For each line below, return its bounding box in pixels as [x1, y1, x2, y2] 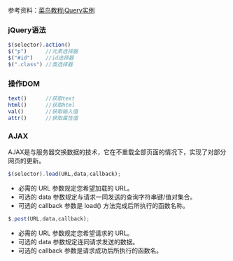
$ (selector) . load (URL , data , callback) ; [8, 170, 121, 177]
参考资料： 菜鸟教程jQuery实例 [8, 6, 95, 14]
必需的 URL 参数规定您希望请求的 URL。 [17, 229, 134, 237]
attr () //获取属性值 [8, 114, 78, 121]
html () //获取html [8, 101, 76, 108]
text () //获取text [8, 95, 76, 103]
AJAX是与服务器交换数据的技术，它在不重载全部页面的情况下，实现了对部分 [8, 147, 227, 156]
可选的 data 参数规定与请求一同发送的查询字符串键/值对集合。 [17, 193, 197, 201]
